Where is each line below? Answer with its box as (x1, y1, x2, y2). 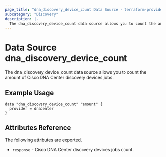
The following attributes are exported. (5, 137, 82, 143)
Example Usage (5, 88, 54, 97)
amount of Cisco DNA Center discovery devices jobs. (5, 75, 114, 80)
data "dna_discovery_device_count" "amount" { (5, 102, 103, 107)
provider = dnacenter (9, 106, 54, 111)
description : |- (5, 16, 39, 21)
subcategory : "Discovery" (5, 12, 58, 17)
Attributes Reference (5, 124, 71, 132)
